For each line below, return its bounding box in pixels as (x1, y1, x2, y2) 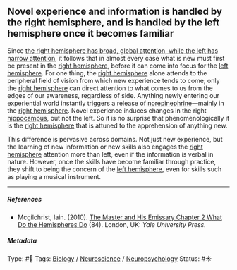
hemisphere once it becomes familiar (7, 27, 174, 39)
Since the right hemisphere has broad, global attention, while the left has (7, 46, 219, 55)
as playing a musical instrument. (7, 172, 101, 180)
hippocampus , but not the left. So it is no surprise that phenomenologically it (7, 113, 229, 122)
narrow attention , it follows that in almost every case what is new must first (7, 54, 225, 62)
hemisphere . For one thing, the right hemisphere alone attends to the (7, 68, 207, 77)
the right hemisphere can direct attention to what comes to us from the (7, 84, 213, 92)
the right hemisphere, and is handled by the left (7, 17, 220, 29)
